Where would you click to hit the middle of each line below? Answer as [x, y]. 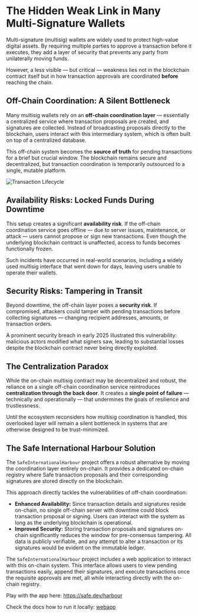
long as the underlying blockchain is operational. [74, 523]
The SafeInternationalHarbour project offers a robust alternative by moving [98, 462]
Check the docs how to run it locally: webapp [61, 607]
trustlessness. [23, 406]
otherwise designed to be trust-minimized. [58, 430]
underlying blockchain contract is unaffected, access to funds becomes [93, 242]
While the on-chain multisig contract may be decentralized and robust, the [96, 380]
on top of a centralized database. [46, 140]
